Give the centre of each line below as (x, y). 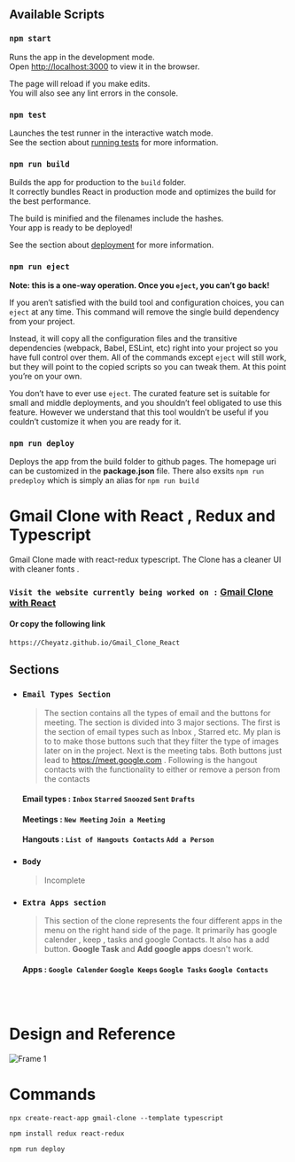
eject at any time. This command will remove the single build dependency (144, 312)
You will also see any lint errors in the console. (94, 93)
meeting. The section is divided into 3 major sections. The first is (162, 722)
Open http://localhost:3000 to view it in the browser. (105, 66)
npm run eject (39, 267)
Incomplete (65, 880)
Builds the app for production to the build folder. (98, 183)
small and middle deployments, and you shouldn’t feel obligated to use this (145, 402)
